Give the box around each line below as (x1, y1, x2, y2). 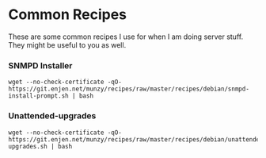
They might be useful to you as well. (8, 40, 127, 49)
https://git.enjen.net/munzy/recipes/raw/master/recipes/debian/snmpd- (8, 85, 249, 93)
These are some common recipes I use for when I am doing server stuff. (8, 32, 244, 41)
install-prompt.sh (8, 92, 69, 100)
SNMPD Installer (8, 60, 73, 71)
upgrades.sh (8, 142, 47, 150)
